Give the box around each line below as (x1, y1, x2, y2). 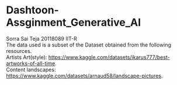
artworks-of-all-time (6, 59, 55, 67)
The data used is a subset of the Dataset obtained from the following (6, 41, 171, 48)
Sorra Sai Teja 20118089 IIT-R (6, 35, 77, 42)
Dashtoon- (6, 3, 60, 17)
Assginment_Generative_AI (6, 16, 141, 29)
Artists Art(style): (6, 54, 47, 61)
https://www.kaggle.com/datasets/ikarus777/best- (48, 54, 171, 61)
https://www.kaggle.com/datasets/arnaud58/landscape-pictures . (6, 72, 163, 79)
